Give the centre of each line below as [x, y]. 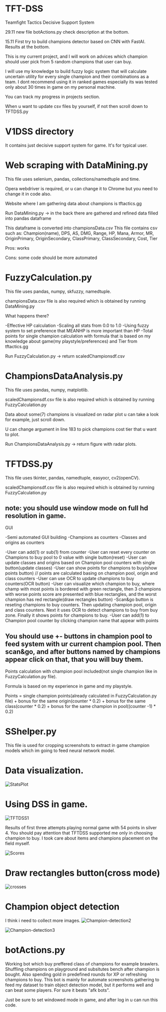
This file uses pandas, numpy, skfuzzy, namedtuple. [58, 291]
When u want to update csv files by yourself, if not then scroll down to [77, 106]
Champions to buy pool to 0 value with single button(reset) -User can [76, 557]
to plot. [12, 434]
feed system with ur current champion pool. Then [83, 644]
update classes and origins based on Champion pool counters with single [80, 563]
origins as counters [25, 542]
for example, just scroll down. [35, 420]
